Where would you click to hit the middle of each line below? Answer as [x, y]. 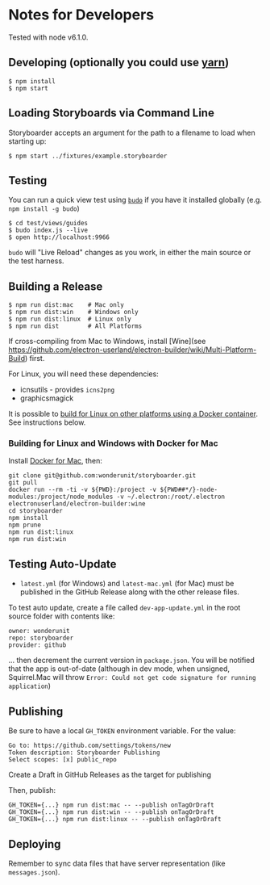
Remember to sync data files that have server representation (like [117, 863]
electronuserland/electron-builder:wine [77, 504]
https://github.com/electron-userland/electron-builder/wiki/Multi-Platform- [133, 350]
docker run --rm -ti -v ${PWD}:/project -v [83, 490]
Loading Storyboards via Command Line [112, 113]
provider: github [37, 645]
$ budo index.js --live [48, 231]
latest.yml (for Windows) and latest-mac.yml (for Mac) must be [127, 584]
